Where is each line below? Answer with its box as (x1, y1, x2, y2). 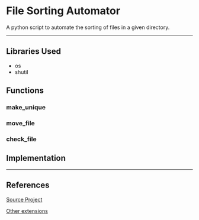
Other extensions (6, 207, 49, 214)
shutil (14, 68, 28, 75)
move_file (6, 119, 35, 127)
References (6, 180, 50, 190)
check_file (6, 135, 37, 143)
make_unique (6, 103, 46, 112)
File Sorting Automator (6, 4, 120, 18)
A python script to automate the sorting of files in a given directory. (6, 24, 170, 31)
